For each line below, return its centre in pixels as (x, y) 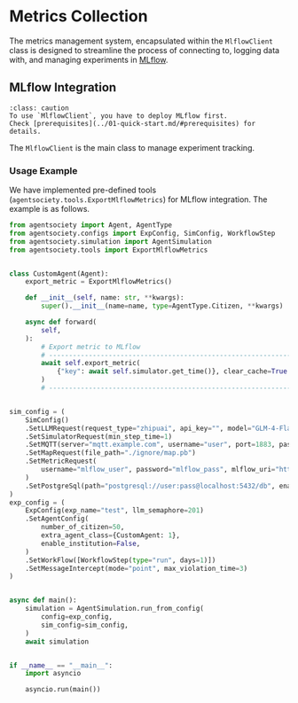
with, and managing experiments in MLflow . (89, 59)
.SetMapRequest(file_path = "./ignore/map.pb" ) (111, 453)
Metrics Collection (78, 16)
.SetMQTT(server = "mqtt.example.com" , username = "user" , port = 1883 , (150, 445)
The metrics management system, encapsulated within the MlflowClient (141, 41)
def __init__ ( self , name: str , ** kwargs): (105, 298)
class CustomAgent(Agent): (59, 273)
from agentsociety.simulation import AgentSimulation (111, 241)
